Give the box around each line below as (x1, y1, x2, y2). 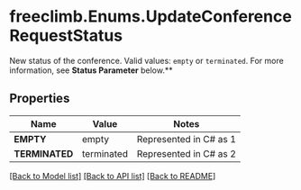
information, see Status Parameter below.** (9, 65, 173, 76)
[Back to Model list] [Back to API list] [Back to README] (9, 170, 216, 181)
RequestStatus (9, 25, 123, 46)
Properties (9, 91, 70, 106)
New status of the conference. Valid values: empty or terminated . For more (9, 55, 284, 66)
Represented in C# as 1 (136, 132, 237, 145)
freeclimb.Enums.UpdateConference (9, 6, 293, 27)
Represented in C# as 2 (136, 147, 237, 159)
